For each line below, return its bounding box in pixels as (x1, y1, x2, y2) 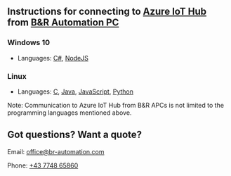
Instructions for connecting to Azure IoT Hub (7, 6, 207, 18)
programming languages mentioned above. (7, 108, 132, 117)
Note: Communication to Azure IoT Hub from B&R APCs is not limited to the (7, 101, 225, 109)
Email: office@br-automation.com (7, 147, 105, 156)
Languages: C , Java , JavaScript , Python (17, 87, 133, 96)
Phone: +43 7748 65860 (7, 161, 79, 170)
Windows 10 (7, 38, 51, 48)
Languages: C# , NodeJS (17, 54, 89, 62)
